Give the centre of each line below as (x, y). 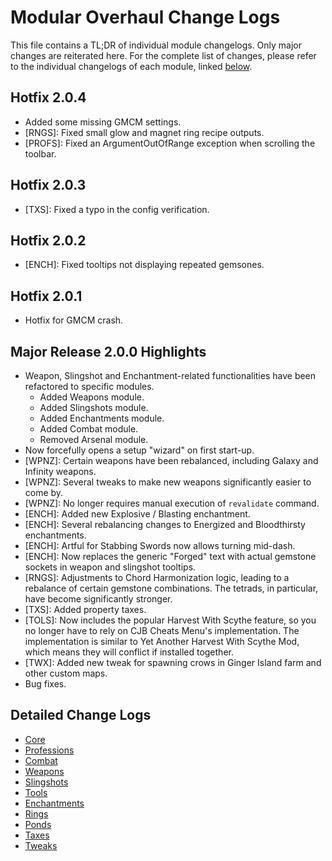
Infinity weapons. (60, 471)
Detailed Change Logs (81, 715)
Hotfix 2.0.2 (48, 240)
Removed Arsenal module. (94, 439)
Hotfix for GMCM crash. (74, 320)
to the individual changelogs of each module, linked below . (131, 66)
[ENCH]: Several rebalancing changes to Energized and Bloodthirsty (165, 524)
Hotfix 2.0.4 (48, 97)
